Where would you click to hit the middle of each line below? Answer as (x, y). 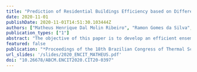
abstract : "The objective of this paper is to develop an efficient (91, 38)
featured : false (26, 44)
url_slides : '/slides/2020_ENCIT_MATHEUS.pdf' (64, 55)
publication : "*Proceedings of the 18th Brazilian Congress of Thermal (95, 49)
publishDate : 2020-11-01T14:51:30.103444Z (59, 22)
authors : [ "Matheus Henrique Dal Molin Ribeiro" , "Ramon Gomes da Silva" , (99, 28)
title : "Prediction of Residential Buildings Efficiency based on (89, 11)
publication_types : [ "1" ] (38, 33)
